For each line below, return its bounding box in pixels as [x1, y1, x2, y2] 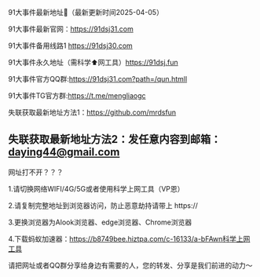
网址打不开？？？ [8, 167, 64, 177]
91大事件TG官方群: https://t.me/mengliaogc [8, 91, 146, 100]
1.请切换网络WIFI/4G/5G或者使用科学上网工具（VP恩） [8, 184, 185, 193]
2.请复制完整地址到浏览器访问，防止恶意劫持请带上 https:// [8, 200, 199, 210]
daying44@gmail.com [8, 145, 120, 159]
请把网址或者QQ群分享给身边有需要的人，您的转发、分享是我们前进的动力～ [8, 261, 253, 270]
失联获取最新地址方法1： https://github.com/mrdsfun [8, 108, 177, 117]
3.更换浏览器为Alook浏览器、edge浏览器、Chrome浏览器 [8, 217, 192, 227]
